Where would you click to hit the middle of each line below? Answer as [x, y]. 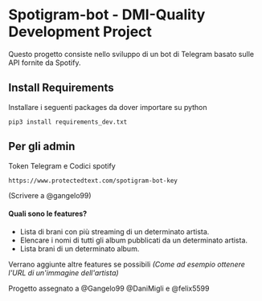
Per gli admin [42, 146]
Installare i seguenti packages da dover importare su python [108, 107]
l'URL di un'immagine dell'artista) [63, 273]
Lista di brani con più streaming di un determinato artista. [115, 231]
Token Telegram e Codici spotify [62, 165]
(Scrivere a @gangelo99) [50, 195]
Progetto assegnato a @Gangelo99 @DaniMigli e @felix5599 [109, 288]
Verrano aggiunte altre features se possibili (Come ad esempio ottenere [127, 264]
